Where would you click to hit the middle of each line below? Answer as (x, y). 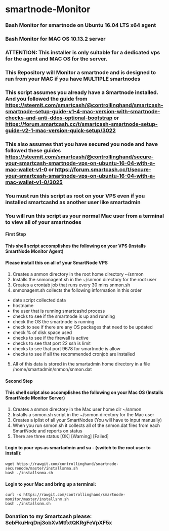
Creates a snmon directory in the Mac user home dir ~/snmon (77, 409)
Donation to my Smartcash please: (49, 516)
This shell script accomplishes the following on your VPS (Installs (75, 246)
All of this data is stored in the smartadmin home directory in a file (81, 363)
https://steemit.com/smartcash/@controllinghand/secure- (79, 157)
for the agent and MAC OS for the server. (56, 58)
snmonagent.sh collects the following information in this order (77, 290)
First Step (16, 234)
